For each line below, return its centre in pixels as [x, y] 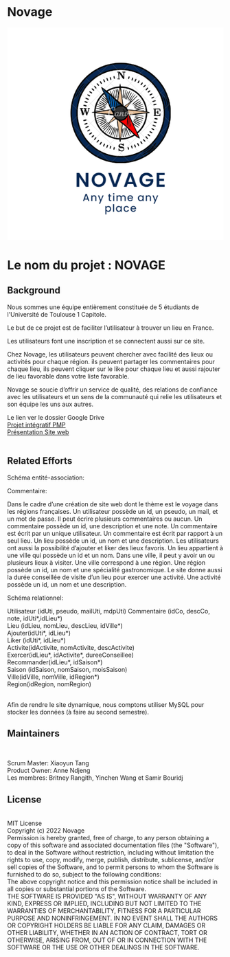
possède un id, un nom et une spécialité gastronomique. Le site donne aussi [115, 570]
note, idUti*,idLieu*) [35, 618]
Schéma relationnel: [35, 598]
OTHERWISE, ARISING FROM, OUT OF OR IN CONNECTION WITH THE [107, 940]
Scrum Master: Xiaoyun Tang [48, 763]
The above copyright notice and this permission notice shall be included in [112, 882]
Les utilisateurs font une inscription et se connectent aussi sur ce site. [106, 341]
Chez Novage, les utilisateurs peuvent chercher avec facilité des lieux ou [110, 354]
